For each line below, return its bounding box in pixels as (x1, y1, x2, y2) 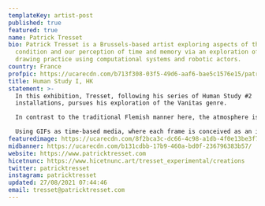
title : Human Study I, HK (8, 77, 93, 85)
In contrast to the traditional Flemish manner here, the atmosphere (15, 113, 248, 122)
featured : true (8, 26, 58, 34)
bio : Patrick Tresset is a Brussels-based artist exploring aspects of (8, 41, 248, 49)
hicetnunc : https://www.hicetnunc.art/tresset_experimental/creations (8, 156, 245, 165)
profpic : (8, 70, 37, 78)
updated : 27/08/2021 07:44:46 (8, 178, 108, 187)
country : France (8, 63, 62, 71)
